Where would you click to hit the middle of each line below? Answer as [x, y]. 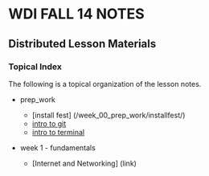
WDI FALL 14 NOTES [76, 14]
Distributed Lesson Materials [82, 44]
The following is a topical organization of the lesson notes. [105, 84]
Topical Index [35, 67]
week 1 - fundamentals [58, 147]
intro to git [49, 123]
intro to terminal [58, 132]
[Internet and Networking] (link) [84, 163]
